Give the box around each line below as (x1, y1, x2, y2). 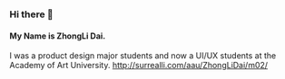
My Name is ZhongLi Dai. (9, 31, 106, 41)
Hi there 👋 (9, 8, 54, 21)
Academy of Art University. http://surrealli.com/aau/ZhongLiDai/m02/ (9, 60, 269, 71)
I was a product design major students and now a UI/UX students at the (9, 50, 277, 61)
